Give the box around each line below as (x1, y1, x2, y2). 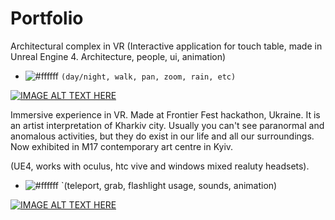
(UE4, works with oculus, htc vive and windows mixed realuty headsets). (10, 160, 310, 172)
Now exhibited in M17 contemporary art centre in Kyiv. (10, 140, 234, 152)
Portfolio (10, 7, 84, 30)
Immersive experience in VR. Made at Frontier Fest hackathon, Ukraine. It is (10, 108, 321, 121)
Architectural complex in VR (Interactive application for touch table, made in (10, 40, 323, 52)
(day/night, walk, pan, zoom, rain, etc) (60, 72, 237, 82)
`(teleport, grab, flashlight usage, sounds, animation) (60, 179, 278, 191)
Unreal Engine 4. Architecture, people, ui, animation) (10, 50, 227, 62)
